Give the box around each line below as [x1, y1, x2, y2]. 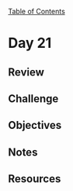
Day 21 [8, 35, 52, 52]
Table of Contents [8, 7, 66, 16]
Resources [8, 172, 61, 185]
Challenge [8, 92, 59, 105]
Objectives [8, 119, 62, 132]
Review [8, 65, 45, 79]
